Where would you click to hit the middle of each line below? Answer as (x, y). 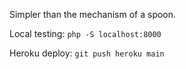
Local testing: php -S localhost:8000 (85, 33)
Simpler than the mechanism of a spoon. (93, 14)
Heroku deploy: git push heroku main (87, 53)
